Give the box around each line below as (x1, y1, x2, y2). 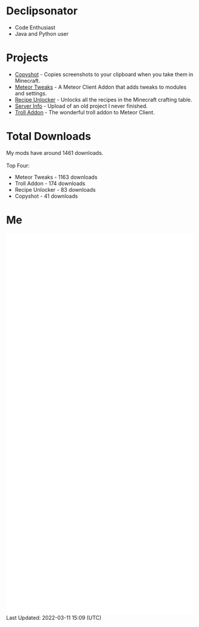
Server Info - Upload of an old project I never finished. (14, 102, 148, 110)
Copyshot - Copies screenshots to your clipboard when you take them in (14, 70, 194, 78)
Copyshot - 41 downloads (14, 192, 79, 199)
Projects (6, 51, 49, 65)
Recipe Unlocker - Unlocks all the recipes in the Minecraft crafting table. (14, 96, 192, 103)
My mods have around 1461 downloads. (6, 149, 104, 156)
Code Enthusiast (14, 24, 55, 31)
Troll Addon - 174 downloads (14, 180, 85, 187)
